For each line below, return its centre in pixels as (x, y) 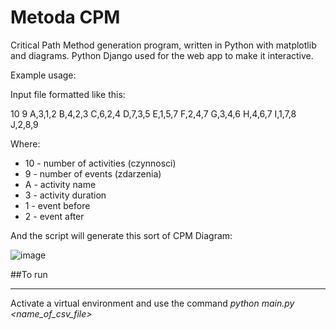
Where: (25, 143)
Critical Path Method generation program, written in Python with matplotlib (163, 45)
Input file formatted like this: (68, 94)
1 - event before (57, 205)
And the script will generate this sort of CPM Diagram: (121, 235)
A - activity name (60, 184)
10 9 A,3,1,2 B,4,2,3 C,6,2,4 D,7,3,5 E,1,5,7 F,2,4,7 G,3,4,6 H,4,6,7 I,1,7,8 (153, 113)
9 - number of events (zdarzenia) (93, 173)
